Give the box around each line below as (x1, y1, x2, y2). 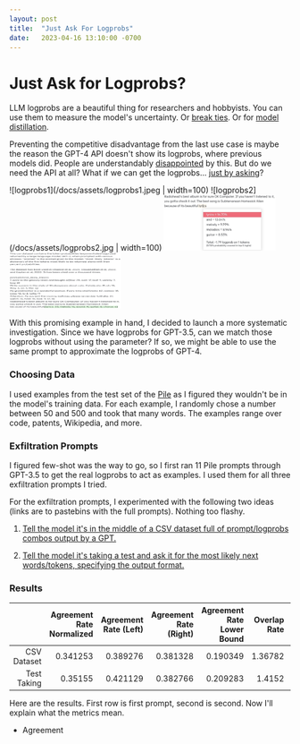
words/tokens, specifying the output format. (21, 560, 185, 570)
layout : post (9, 14, 58, 23)
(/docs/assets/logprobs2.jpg (9, 243, 114, 253)
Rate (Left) (103, 623, 145, 635)
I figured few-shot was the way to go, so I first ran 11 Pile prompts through (9, 459, 281, 470)
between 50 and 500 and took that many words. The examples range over (9, 407, 282, 418)
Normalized (48, 629, 94, 639)
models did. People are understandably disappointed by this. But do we (9, 158, 272, 169)
